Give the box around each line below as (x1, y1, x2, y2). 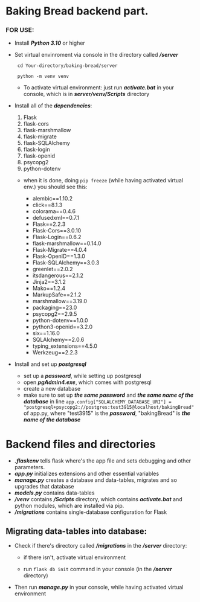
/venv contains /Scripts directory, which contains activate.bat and (14, 496, 182, 503)
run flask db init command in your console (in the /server (23, 566, 173, 573)
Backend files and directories (5, 437, 156, 451)
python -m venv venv (17, 74, 69, 80)
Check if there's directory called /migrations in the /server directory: (14, 542, 187, 549)
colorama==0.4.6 (32, 208, 76, 215)
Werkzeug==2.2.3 (32, 349, 78, 356)
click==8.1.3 (32, 201, 63, 209)
